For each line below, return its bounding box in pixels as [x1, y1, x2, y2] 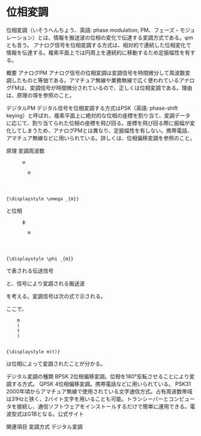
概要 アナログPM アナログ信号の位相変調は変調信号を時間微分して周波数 [6, 69, 185, 76]
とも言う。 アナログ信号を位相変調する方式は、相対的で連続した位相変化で [6, 41, 191, 49]
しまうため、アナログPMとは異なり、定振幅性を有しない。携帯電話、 [22, 127, 193, 134]
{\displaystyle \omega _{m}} [6, 196, 79, 202]
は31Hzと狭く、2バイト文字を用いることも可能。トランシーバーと [6, 395, 169, 402]
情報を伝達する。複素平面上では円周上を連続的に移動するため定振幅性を [6, 49, 185, 56]
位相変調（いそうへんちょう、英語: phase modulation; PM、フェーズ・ [6, 26, 180, 34]
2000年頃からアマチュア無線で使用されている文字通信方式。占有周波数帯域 [6, 387, 193, 395]
